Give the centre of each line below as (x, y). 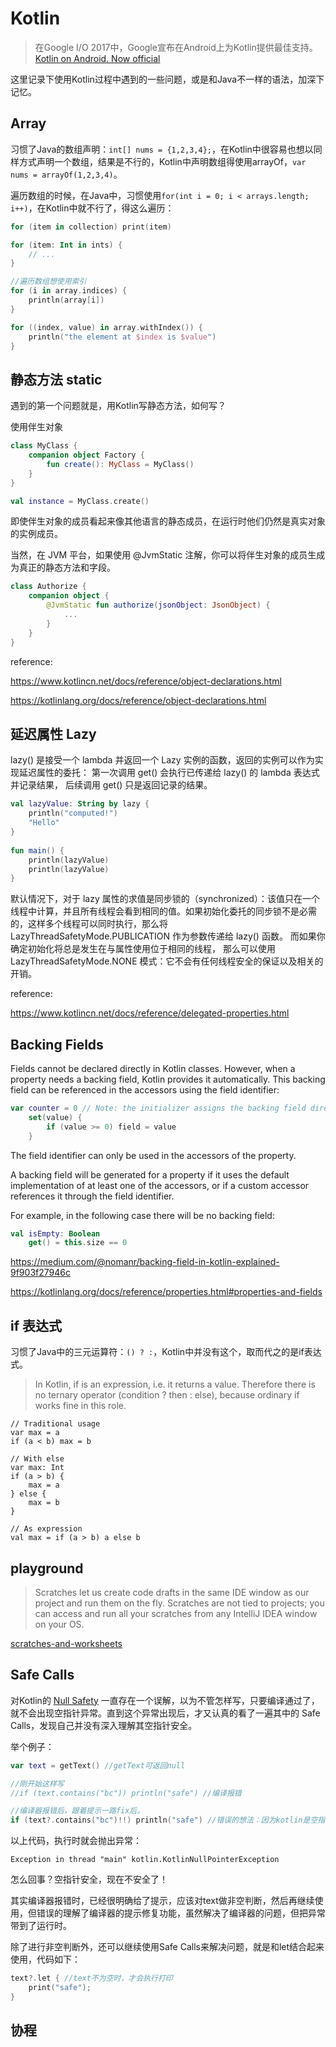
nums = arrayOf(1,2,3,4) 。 (66, 174)
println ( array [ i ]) (66, 300)
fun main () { (37, 850)
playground (47, 1568)
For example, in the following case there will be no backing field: (142, 1215)
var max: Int (37, 1468)
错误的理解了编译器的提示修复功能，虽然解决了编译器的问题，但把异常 (181, 1913)
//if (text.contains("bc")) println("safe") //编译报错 (126, 1793)
